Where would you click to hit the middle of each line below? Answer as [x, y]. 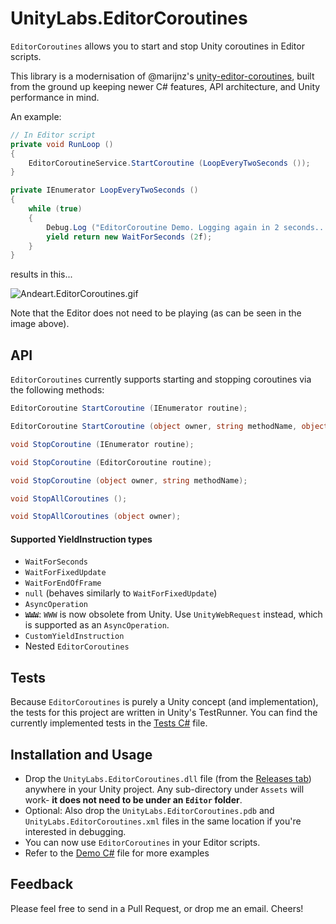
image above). [40, 324]
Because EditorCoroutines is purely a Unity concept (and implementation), [164, 702]
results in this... [41, 274]
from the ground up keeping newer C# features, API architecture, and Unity [165, 86]
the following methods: [57, 390]
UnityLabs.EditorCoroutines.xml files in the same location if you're [163, 821]
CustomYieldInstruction [74, 637]
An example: [36, 116]
